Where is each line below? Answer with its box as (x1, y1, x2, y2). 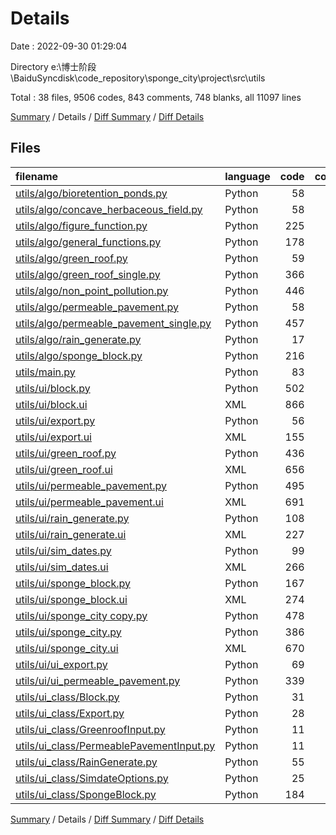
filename (15, 169, 59, 183)
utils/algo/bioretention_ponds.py (15, 186, 168, 200)
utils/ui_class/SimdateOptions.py (15, 771, 169, 785)
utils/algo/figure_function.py (15, 218, 148, 232)
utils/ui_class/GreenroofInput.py (15, 722, 166, 736)
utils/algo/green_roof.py (15, 251, 128, 265)
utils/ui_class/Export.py (15, 706, 125, 720)
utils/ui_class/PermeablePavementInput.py (15, 738, 216, 752)
